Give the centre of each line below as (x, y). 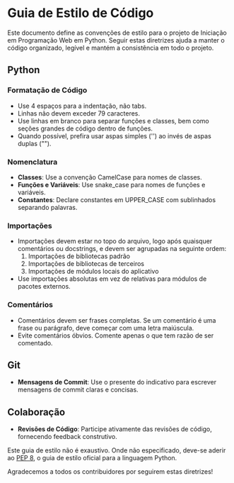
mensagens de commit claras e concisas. (78, 390)
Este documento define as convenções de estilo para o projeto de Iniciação (117, 33)
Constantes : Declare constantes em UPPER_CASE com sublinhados (117, 199)
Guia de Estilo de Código (81, 13)
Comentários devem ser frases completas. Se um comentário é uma (117, 320)
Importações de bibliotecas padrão (79, 256)
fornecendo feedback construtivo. (68, 437)
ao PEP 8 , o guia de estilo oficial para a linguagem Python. (92, 458)
